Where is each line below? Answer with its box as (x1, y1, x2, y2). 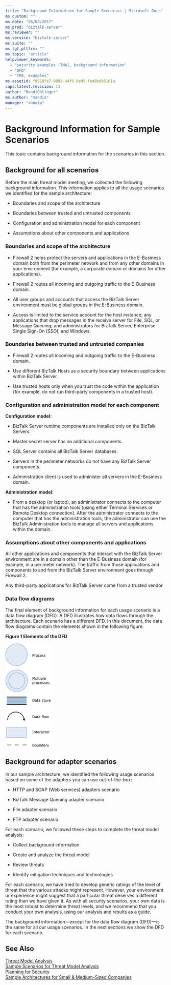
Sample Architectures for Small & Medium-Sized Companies (5, 974, 132, 980)
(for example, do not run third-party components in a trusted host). (12, 388, 154, 395)
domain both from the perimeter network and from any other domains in (12, 260, 164, 266)
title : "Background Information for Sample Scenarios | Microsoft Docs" (5, 8, 163, 13)
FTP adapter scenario (12, 816, 59, 822)
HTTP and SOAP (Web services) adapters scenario (12, 786, 120, 793)
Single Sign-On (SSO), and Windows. (12, 328, 91, 334)
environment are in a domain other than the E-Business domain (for (5, 556, 147, 562)
